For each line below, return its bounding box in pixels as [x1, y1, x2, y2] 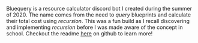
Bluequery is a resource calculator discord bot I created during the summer [6, 5, 192, 12]
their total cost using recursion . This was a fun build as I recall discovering [6, 18, 190, 24]
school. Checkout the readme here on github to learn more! [6, 30, 153, 37]
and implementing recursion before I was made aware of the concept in [6, 24, 183, 31]
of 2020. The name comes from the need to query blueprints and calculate [6, 11, 191, 18]
